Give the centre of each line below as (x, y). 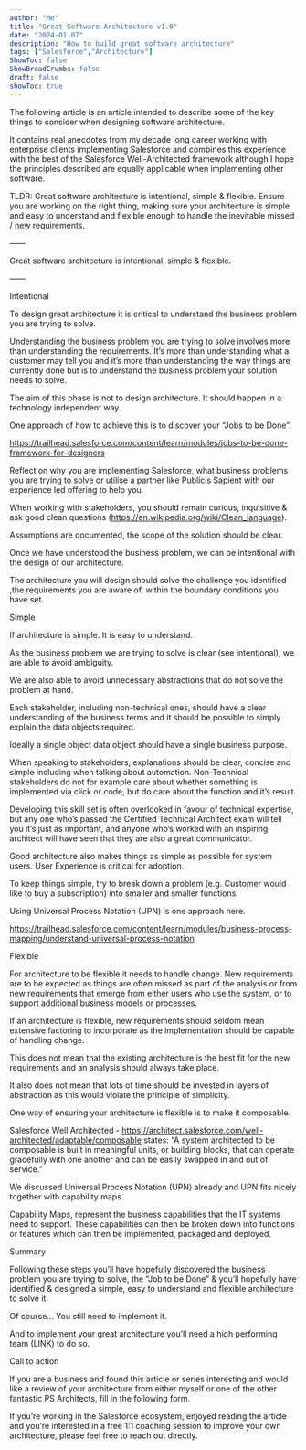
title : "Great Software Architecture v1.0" (94, 27)
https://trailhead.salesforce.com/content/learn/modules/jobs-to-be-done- (148, 442)
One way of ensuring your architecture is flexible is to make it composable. (150, 1113)
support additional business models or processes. (104, 1003)
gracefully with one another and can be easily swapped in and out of (139, 1159)
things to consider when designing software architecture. (117, 122)
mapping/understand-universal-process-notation (102, 938)
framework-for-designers (57, 453)
